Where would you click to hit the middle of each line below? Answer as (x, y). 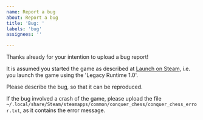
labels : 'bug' (24, 29)
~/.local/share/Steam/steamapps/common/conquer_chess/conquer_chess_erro (102, 105)
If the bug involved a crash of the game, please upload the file (84, 99)
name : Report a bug (31, 12)
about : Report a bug (33, 18)
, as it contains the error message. (63, 110)
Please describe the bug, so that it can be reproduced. (74, 87)
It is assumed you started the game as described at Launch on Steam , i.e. (98, 69)
